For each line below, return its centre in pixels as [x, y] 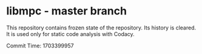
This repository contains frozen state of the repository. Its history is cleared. [101, 28]
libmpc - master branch [67, 11]
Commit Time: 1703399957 [40, 46]
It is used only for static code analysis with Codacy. [70, 34]
